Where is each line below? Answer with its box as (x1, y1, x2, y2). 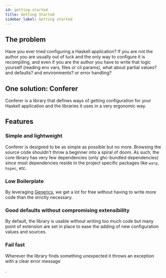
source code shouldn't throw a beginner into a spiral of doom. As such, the (5, 149, 159, 155)
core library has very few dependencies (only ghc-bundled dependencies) (5, 154, 159, 160)
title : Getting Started (5, 12, 55, 17)
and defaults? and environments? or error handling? (5, 70, 112, 76)
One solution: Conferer (5, 84, 78, 93)
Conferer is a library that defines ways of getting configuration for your (5, 98, 151, 103)
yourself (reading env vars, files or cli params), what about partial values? (5, 65, 157, 71)
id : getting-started (5, 7, 48, 13)
